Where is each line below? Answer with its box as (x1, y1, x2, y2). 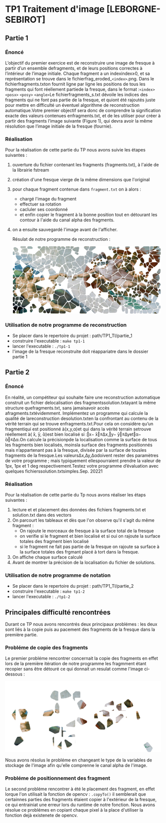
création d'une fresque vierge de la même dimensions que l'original (12, 177, 150, 183)
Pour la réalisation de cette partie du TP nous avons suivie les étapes (5, 147, 146, 153)
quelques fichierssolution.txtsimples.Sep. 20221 (5, 468, 103, 474)
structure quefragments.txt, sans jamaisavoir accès (5, 405, 110, 411)
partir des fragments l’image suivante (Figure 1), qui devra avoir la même (5, 118, 153, 124)
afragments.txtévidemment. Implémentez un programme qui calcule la (5, 410, 148, 416)
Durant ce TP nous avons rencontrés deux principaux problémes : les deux (5, 621, 158, 627)
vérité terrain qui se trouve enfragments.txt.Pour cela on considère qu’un (5, 420, 154, 426)
